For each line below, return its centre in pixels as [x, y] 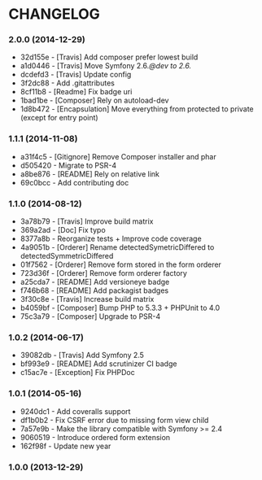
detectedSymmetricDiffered [67, 256]
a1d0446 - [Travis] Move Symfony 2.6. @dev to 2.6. [106, 66]
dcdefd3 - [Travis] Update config [76, 75]
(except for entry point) [59, 118]
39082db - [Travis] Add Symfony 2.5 [82, 356]
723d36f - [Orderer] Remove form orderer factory [103, 273]
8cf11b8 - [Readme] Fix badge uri [76, 92]
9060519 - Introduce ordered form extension [95, 437]
